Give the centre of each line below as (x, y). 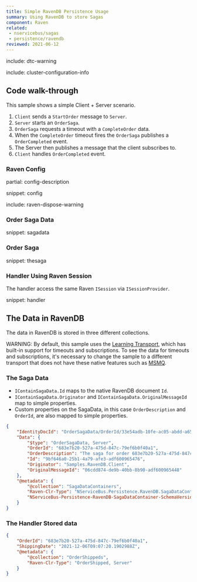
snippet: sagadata (28, 233)
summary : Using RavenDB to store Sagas (55, 17)
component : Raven (27, 22)
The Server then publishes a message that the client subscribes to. (96, 147)
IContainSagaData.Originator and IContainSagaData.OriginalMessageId (101, 396)
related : (17, 28)
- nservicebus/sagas (34, 33)
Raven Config (26, 169)
